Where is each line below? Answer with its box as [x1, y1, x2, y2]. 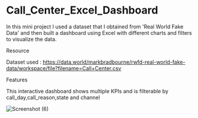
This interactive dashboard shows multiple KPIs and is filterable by [6, 87, 169, 94]
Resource [6, 47, 30, 54]
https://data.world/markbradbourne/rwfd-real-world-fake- [42, 58, 186, 65]
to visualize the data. [6, 35, 57, 42]
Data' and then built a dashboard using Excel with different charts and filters [6, 29, 192, 36]
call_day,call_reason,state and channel [6, 94, 100, 101]
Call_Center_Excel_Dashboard [6, 4, 158, 17]
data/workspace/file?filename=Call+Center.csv [6, 64, 122, 71]
